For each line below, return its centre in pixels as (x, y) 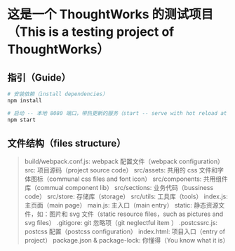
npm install (25, 100)
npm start (22, 120)
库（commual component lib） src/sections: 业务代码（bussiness (119, 188)
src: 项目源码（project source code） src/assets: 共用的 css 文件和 (121, 170)
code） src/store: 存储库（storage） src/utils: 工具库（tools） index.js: (126, 196)
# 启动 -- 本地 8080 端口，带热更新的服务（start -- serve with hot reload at (117, 113)
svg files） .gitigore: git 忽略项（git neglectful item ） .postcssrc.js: (121, 223)
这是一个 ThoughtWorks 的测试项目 (110, 14)
